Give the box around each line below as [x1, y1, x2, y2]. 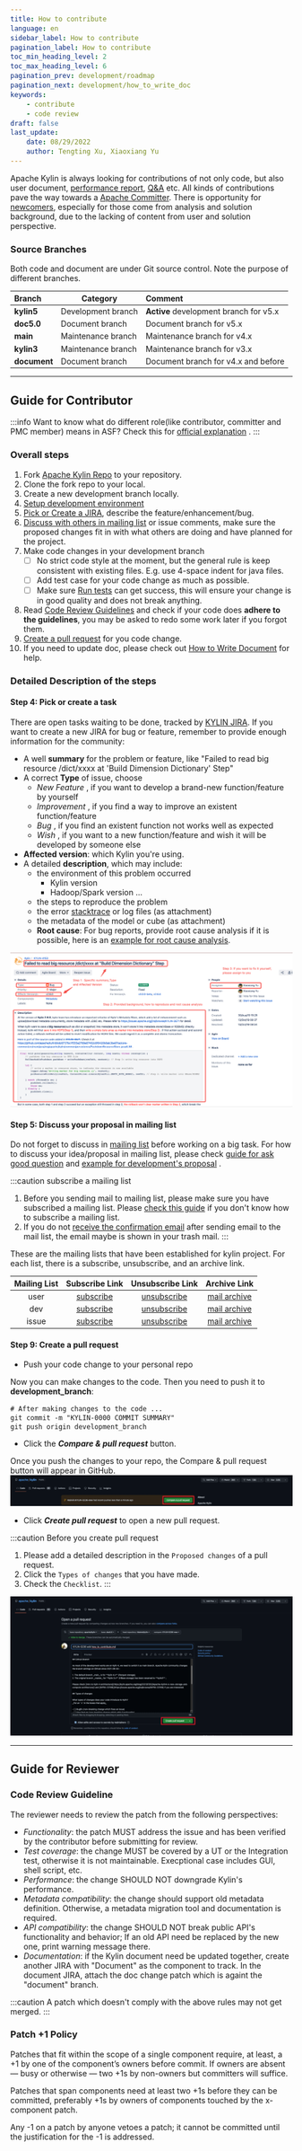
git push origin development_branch [10, 1423, 147, 1432]
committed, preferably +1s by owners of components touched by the [10, 2094, 263, 2105]
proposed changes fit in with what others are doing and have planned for [22, 526, 293, 537]
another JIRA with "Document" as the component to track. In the [22, 1960, 262, 1970]
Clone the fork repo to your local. [22, 479, 146, 489]
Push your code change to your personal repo [22, 1359, 194, 1370]
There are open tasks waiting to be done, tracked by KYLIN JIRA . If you [10, 717, 273, 727]
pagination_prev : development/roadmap [10, 72, 155, 81]
